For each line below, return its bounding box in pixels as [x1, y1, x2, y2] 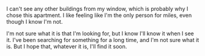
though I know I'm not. [6, 18, 63, 25]
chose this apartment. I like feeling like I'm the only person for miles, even [6, 12, 192, 19]
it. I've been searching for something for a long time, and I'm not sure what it [6, 37, 199, 43]
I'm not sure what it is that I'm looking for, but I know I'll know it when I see [6, 30, 195, 37]
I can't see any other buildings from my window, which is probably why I [6, 5, 188, 12]
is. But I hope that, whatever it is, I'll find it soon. [6, 43, 127, 50]
